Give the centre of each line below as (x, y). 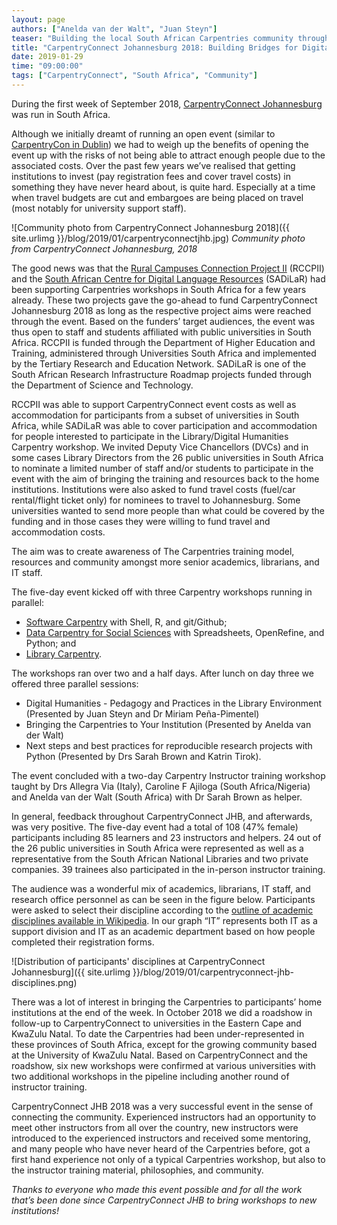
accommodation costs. (58, 532)
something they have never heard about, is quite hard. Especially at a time (163, 187)
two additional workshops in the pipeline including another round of (150, 1076)
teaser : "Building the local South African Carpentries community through (170, 38)
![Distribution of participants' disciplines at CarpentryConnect (138, 961)
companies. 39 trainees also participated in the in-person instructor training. (168, 869)
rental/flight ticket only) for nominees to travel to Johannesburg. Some (156, 500)
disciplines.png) (44, 982)
